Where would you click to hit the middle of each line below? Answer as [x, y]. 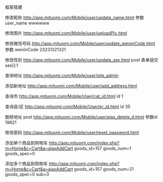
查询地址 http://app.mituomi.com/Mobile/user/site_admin [62, 75]
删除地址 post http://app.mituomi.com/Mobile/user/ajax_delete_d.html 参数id [81, 117]
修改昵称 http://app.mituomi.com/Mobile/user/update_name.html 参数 [75, 18]
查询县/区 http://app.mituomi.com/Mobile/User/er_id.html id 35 [68, 107]
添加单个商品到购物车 [26, 143]
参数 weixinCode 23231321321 [36, 50]
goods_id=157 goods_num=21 [104, 169]
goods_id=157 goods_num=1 [102, 148]
